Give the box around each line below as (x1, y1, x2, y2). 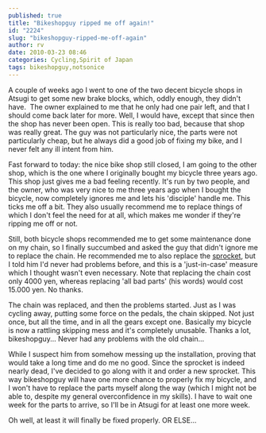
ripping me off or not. (8, 218, 78, 228)
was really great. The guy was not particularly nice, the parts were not (8, 127, 238, 137)
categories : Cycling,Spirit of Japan (8, 56, 133, 64)
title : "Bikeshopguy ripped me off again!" (8, 19, 155, 27)
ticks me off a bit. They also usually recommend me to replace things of (8, 202, 243, 211)
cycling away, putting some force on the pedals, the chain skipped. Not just (8, 308, 255, 318)
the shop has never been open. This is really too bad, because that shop (8, 118, 245, 128)
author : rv (8, 41, 44, 49)
